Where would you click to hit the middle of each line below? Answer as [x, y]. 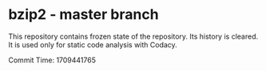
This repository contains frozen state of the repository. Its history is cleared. [133, 36]
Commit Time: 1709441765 [52, 60]
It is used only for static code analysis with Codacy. [93, 44]
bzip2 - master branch [83, 15]
